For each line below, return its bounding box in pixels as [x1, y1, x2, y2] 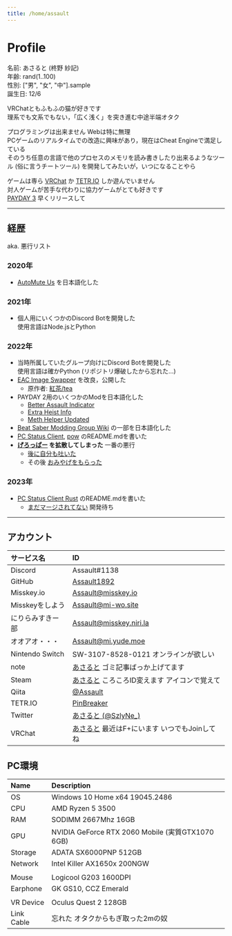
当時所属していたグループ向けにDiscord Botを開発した [17, 358, 171, 367]
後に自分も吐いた [27, 449, 77, 458]
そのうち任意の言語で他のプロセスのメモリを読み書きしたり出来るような [7, 153, 213, 162]
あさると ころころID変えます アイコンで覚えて [72, 676, 221, 685]
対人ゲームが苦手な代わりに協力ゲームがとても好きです [7, 185, 164, 193]
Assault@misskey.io [72, 588, 138, 598]
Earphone [10, 884, 43, 894]
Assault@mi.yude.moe [72, 636, 146, 646]
